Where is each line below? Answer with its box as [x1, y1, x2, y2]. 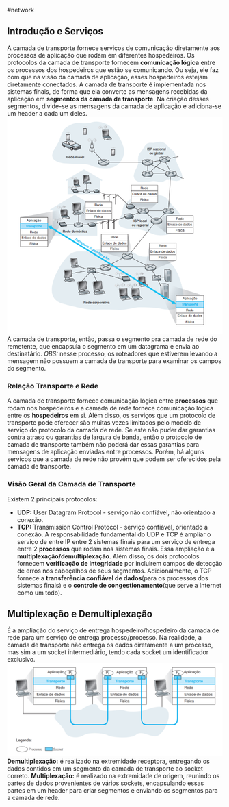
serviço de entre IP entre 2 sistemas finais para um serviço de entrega [16, 537, 215, 545]
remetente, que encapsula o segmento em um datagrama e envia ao [7, 343, 200, 351]
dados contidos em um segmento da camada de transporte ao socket [7, 764, 204, 773]
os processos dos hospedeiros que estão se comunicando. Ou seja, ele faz [7, 65, 219, 74]
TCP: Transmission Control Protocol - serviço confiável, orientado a [16, 523, 208, 531]
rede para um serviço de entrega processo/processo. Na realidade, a [7, 634, 202, 642]
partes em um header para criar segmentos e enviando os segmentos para [7, 786, 218, 794]
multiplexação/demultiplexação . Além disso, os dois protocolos [16, 551, 200, 560]
